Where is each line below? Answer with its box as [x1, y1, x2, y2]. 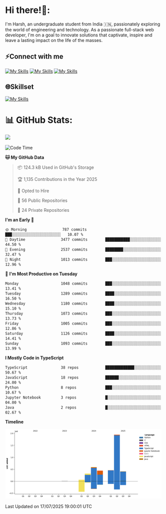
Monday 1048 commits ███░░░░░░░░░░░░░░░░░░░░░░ [5, 281, 162, 286]
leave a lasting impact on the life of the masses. [5, 37, 103, 43]
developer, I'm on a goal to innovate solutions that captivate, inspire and [5, 32, 153, 38]
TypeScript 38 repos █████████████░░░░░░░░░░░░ [5, 365, 162, 370]
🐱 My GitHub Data [5, 154, 45, 160]
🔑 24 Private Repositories [17, 207, 70, 213]
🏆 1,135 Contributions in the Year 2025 [17, 176, 97, 182]
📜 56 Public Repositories [17, 197, 68, 203]
